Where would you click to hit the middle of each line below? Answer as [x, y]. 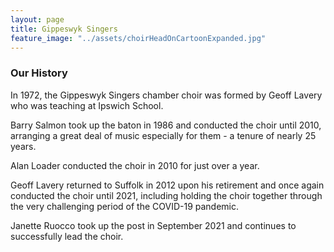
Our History [39, 73]
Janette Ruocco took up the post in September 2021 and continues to [153, 225]
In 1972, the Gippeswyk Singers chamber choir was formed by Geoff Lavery [166, 95]
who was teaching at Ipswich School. [87, 105]
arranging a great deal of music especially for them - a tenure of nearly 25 [163, 135]
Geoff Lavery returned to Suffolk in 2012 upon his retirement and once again [167, 185]
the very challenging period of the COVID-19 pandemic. [125, 206]
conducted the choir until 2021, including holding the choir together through [166, 195]
